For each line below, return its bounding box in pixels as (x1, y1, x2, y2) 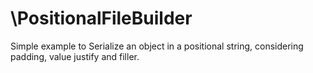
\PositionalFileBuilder (10, 7, 193, 30)
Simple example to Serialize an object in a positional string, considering (10, 40, 304, 52)
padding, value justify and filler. (10, 50, 140, 62)
